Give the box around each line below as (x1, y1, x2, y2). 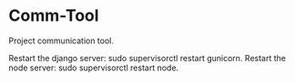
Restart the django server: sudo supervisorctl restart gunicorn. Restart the (8, 52, 286, 63)
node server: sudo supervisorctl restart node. (8, 62, 179, 73)
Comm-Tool (8, 5, 99, 26)
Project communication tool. (8, 35, 115, 46)
